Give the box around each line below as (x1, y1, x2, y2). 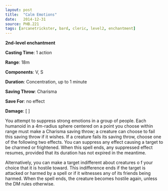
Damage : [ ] (5, 108, 30, 114)
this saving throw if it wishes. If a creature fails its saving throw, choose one (5, 134, 161, 140)
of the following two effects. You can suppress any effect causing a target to (5, 139, 163, 145)
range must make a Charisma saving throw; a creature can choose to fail (5, 129, 155, 135)
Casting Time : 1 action (5, 50, 52, 56)
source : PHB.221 (5, 21, 39, 27)
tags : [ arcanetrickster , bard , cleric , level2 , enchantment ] (5, 26, 136, 31)
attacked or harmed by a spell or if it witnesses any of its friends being (5, 170, 151, 176)
